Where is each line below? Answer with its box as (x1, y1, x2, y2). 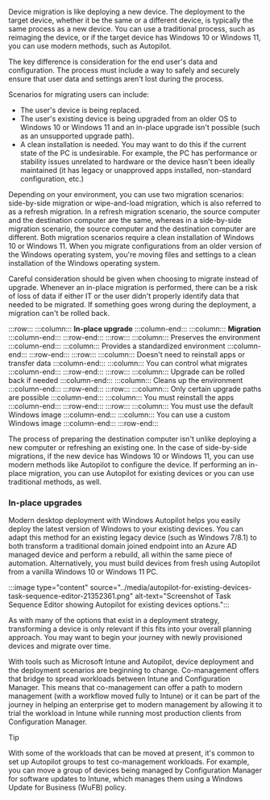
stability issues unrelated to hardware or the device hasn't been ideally (19, 157, 255, 166)
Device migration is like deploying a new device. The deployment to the (8, 7, 246, 16)
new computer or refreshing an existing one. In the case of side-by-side (8, 443, 247, 452)
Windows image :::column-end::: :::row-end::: (8, 419, 159, 427)
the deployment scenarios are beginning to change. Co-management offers (8, 666, 260, 676)
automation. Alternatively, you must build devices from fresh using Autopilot (8, 558, 260, 568)
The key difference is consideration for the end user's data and (8, 57, 218, 66)
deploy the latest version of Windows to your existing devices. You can (8, 524, 244, 534)
